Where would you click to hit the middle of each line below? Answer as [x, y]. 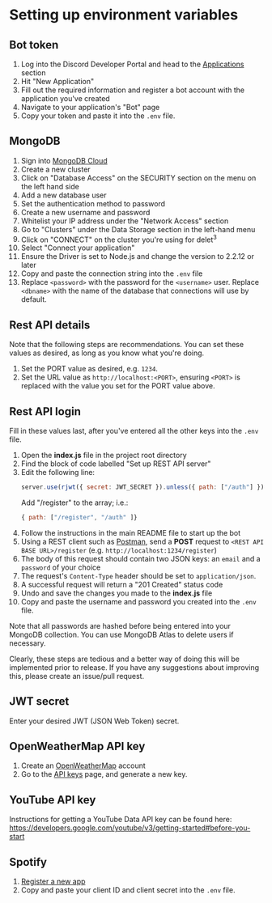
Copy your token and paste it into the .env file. [98, 116]
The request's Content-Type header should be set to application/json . [138, 575]
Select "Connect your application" [78, 248]
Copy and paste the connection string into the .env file [112, 273]
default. [34, 299]
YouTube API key [53, 800]
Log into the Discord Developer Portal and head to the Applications [132, 64]
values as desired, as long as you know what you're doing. [107, 353]
